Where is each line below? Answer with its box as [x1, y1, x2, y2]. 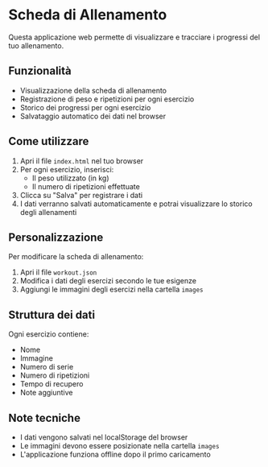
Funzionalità [8, 64, 72, 78]
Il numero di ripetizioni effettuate [31, 181, 141, 191]
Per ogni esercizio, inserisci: [19, 164, 114, 174]
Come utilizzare [8, 134, 89, 148]
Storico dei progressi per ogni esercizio [19, 102, 151, 112]
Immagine [19, 353, 54, 363]
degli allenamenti [19, 207, 77, 217]
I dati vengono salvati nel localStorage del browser [19, 432, 188, 442]
